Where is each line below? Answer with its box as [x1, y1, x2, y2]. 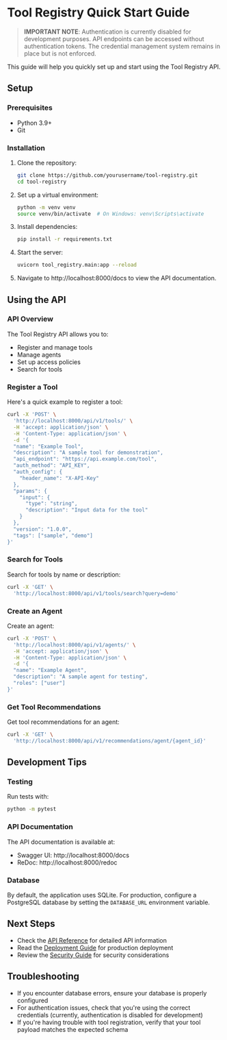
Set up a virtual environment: [16, 191, 99, 199]
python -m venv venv [16, 204, 76, 210]
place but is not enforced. [23, 49, 97, 58]
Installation [7, 143, 46, 152]
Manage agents [16, 350, 62, 359]
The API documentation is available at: [7, 838, 115, 846]
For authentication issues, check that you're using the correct [16, 1003, 191, 1012]
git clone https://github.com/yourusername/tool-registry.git [16, 171, 198, 179]
